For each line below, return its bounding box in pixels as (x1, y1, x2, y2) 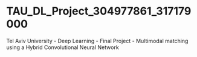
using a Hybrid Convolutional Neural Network (6, 44, 119, 51)
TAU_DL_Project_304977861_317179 (6, 4, 192, 18)
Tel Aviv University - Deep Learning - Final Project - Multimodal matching (6, 37, 189, 44)
